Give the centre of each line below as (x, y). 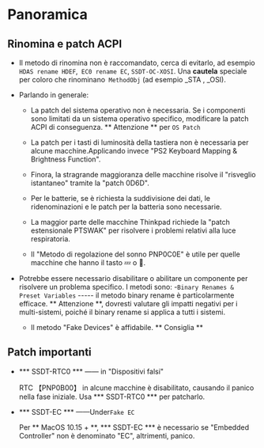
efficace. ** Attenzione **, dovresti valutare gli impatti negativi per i (128, 304)
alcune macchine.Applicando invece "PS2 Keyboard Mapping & (134, 151)
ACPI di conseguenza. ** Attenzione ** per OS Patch (115, 127)
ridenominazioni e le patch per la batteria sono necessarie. (126, 207)
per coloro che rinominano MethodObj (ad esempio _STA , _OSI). (123, 80)
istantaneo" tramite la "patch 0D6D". (90, 183)
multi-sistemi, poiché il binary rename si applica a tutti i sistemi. (122, 312)
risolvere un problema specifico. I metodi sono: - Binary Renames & (126, 287)
